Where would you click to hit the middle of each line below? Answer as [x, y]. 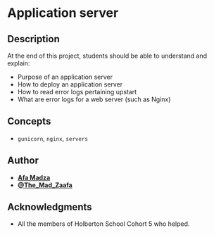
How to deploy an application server [70, 84]
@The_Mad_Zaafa [45, 185]
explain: [19, 63]
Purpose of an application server [65, 77]
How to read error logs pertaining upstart [77, 92]
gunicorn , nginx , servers [52, 138]
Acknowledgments [50, 207]
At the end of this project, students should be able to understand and [107, 56]
